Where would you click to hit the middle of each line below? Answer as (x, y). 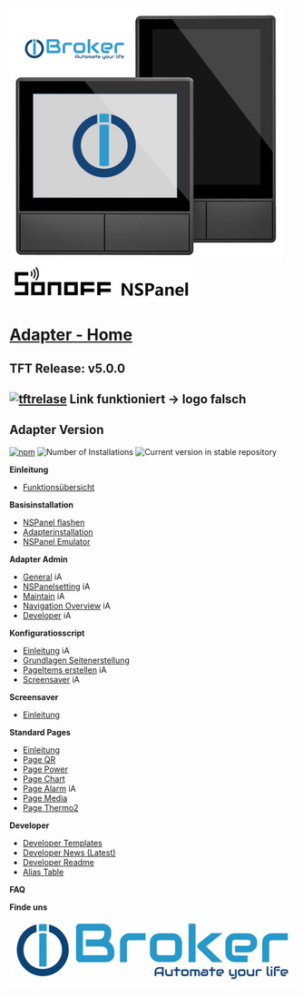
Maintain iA (44, 596)
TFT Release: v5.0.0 (67, 368)
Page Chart (44, 778)
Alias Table (43, 872)
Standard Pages (40, 732)
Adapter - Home (71, 335)
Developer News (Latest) (69, 853)
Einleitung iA (46, 650)
